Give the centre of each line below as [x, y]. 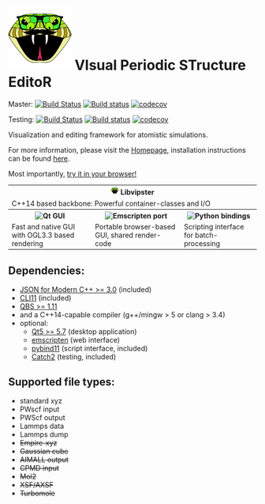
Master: [21, 104]
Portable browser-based [135, 226]
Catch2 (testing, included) [74, 357]
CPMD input [39, 468]
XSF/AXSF [36, 485]
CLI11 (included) [45, 298]
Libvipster [137, 192]
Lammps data [42, 426]
